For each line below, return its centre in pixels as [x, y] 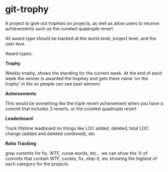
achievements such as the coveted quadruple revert [59, 28]
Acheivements [21, 93]
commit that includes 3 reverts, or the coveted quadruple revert [71, 108]
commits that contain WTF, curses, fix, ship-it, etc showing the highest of [81, 158]
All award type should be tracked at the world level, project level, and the [81, 38]
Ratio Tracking [21, 143]
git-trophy [27, 9]
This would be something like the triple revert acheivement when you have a [84, 103]
